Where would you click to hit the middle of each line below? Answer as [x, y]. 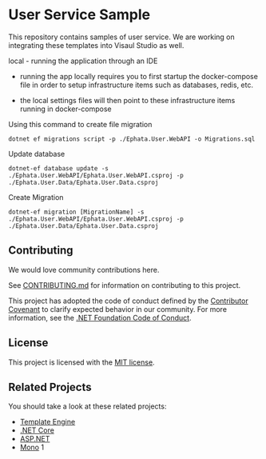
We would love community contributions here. [84, 269]
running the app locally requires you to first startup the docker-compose [139, 76]
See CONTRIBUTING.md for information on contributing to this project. [125, 285]
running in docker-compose [66, 109]
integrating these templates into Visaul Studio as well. [96, 45]
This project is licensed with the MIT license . [81, 362]
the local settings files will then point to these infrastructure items [127, 100]
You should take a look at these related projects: [87, 406]
